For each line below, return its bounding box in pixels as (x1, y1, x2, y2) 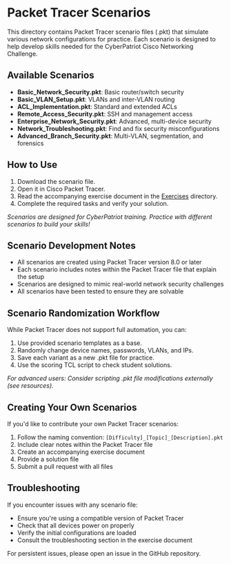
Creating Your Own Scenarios (7, 401, 137, 413)
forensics (17, 139, 44, 147)
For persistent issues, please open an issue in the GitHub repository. (7, 549, 201, 557)
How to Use (7, 159, 58, 171)
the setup (17, 273, 45, 281)
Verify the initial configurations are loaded (17, 528, 137, 536)
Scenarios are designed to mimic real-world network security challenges (17, 280, 224, 289)
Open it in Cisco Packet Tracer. (17, 185, 106, 193)
